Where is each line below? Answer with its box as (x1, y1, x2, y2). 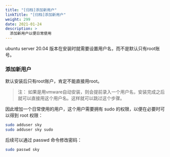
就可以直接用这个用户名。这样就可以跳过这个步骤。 (17, 95, 125, 101)
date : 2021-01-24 (5, 21, 42, 27)
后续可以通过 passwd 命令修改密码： (5, 137, 82, 143)
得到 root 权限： (9, 112, 43, 119)
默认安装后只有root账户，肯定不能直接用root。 (5, 78, 103, 84)
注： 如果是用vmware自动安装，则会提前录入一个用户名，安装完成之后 (17, 89, 165, 95)
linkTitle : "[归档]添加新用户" (5, 12, 66, 17)
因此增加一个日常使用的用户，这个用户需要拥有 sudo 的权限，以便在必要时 (5, 106, 161, 112)
